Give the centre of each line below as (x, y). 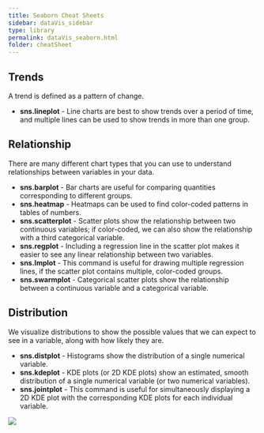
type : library (32, 30)
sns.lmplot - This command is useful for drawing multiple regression (132, 262)
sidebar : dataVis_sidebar (51, 23)
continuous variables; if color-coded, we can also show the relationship (136, 229)
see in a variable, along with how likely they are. (86, 340)
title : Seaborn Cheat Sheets (56, 15)
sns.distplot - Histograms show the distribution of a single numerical (132, 356)
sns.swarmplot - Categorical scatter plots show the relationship (124, 279)
